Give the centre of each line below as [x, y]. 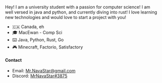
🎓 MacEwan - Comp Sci [37, 33]
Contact [13, 60]
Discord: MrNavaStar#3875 [40, 76]
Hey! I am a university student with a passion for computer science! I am [78, 7]
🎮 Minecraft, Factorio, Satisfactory [47, 47]
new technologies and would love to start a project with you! [66, 17]
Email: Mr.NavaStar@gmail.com [44, 71]
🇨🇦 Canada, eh [28, 27]
